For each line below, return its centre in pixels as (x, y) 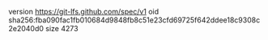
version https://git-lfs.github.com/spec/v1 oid (84, 12)
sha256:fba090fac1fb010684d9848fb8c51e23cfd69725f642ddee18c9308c (134, 20)
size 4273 (62, 28)
